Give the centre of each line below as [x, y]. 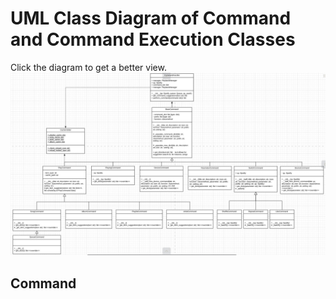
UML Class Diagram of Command [151, 18]
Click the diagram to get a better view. [88, 67]
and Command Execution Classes [153, 39]
